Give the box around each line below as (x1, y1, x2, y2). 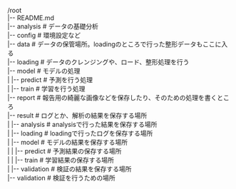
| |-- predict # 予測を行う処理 (7, 76, 93, 84)
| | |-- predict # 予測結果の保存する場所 (7, 147, 122, 155)
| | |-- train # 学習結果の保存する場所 (7, 156, 114, 164)
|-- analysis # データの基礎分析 (7, 22, 98, 31)
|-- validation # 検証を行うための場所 (7, 174, 116, 182)
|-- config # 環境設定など (7, 31, 81, 39)
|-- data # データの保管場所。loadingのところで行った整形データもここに (7, 40, 222, 48)
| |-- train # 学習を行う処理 (7, 85, 86, 93)
